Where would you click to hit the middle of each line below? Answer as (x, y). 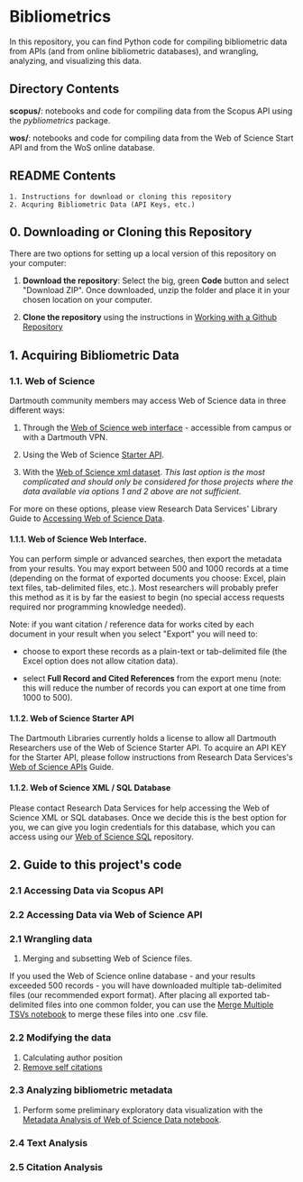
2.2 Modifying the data (60, 1038)
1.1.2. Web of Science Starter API (72, 718)
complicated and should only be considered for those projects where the (158, 482)
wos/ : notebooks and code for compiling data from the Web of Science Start (151, 138)
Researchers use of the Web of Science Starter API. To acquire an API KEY (148, 748)
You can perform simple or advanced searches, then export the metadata (146, 559)
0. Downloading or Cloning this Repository (131, 232)
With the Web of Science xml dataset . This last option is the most (143, 472)
